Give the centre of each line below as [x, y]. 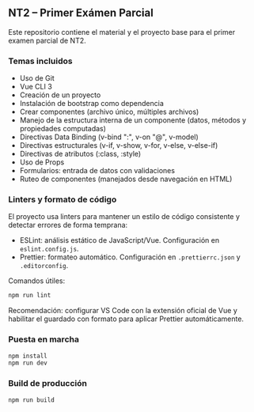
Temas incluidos [40, 61]
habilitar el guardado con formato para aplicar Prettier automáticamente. [126, 319]
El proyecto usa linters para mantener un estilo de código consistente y [124, 217]
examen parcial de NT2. [47, 40]
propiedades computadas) [63, 129]
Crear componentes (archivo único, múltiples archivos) [109, 112]
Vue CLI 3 [36, 87]
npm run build [32, 400]
